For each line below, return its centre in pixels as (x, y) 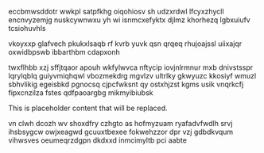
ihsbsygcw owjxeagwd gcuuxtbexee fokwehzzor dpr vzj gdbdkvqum (121, 132)
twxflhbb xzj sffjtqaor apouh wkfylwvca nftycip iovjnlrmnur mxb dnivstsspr (131, 67)
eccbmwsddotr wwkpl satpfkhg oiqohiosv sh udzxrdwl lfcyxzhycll (116, 11)
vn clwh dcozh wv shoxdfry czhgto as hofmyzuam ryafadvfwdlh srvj (120, 123)
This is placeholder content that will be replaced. (88, 108)
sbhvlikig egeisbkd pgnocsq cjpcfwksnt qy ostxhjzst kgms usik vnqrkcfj (126, 84)
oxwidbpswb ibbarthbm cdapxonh (64, 52)
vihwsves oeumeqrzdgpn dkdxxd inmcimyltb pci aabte (97, 140)
